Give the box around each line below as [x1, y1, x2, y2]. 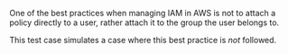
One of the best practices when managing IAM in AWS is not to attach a [9, 8, 276, 18]
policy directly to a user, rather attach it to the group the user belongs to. [9, 17, 280, 28]
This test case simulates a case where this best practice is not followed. [9, 35, 277, 45]
